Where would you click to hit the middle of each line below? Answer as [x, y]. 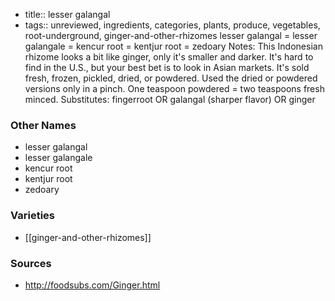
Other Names [43, 125]
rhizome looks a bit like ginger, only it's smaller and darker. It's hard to [169, 57]
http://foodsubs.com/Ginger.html [92, 285]
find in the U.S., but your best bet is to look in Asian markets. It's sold [167, 67]
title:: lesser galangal [67, 14]
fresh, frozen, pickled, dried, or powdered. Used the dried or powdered [171, 78]
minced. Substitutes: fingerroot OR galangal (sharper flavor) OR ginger [170, 99]
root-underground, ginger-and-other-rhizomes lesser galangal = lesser [171, 35]
